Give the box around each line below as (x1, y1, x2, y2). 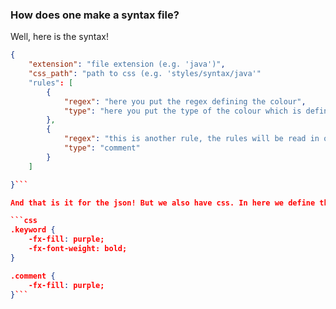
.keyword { (10, 225, 56, 235)
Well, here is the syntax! (10, 31, 109, 43)
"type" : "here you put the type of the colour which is (63, 106, 302, 116)
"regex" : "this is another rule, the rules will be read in (63, 134, 320, 144)
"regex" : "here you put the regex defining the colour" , (63, 96, 307, 107)
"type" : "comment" (63, 143, 141, 153)
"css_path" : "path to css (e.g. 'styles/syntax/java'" (28, 69, 262, 79)
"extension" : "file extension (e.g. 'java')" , (28, 59, 226, 70)
